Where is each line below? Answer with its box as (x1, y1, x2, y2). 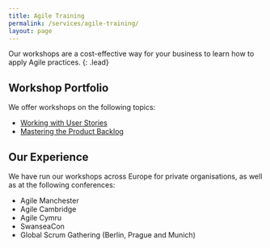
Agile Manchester (19, 195, 79, 205)
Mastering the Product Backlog (19, 127, 124, 137)
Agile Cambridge (19, 204, 77, 214)
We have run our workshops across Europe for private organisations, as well (8, 171, 263, 181)
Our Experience (8, 150, 89, 164)
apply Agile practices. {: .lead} (8, 57, 109, 67)
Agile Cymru (19, 213, 62, 222)
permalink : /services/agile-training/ (8, 19, 139, 27)
